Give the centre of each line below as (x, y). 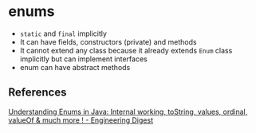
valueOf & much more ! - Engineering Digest (81, 120)
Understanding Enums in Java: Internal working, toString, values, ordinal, (128, 111)
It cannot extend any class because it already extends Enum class (126, 50)
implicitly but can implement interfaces (83, 59)
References (37, 93)
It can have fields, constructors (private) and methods (108, 41)
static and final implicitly (63, 33)
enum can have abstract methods (75, 67)
